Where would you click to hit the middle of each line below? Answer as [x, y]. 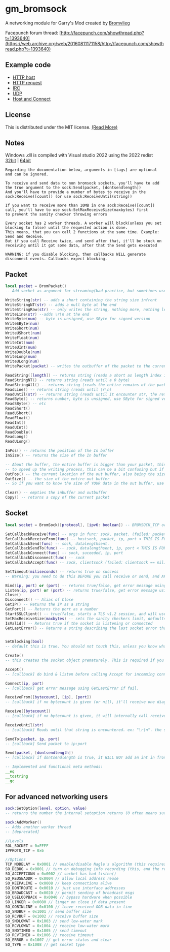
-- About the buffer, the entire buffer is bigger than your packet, [80, 465]
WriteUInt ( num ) [21, 347]
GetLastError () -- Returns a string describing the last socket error [81, 628]
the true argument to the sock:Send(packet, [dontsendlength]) [73, 188]
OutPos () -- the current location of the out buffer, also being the [80, 474]
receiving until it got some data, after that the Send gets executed [81, 245]
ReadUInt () [17, 427]
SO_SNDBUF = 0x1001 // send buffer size [49, 912]
